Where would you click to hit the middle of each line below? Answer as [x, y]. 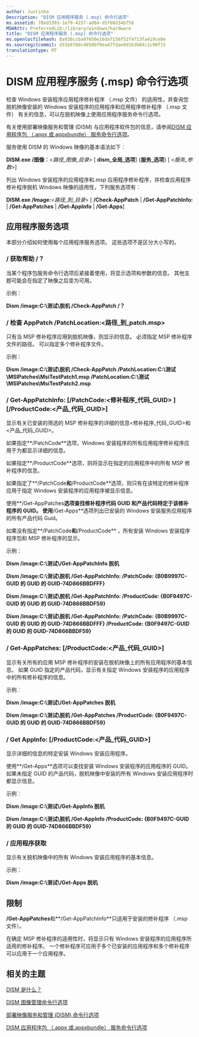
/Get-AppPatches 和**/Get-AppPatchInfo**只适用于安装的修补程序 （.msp [97, 919]
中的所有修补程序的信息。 [37, 677]
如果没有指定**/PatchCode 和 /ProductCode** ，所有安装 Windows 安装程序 [98, 531]
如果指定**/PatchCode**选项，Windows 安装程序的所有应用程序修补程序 [95, 443]
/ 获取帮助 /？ [25, 259]
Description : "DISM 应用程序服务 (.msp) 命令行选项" [68, 17]
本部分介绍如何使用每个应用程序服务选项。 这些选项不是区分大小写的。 [93, 242]
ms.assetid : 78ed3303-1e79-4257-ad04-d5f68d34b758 [70, 23]
